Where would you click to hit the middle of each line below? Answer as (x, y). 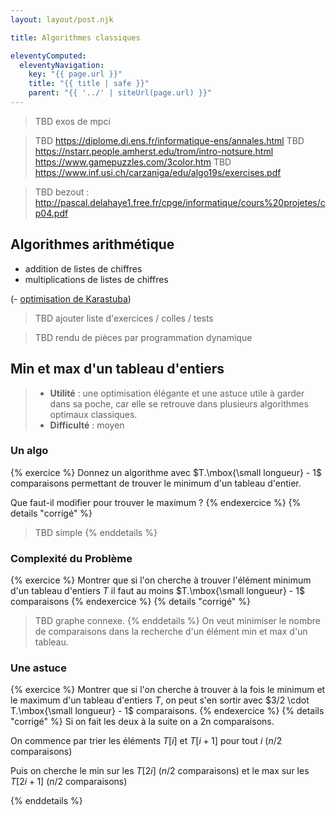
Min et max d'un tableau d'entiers (117, 369)
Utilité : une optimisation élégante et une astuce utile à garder (177, 393)
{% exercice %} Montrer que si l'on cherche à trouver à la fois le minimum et (168, 690)
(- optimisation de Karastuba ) (71, 298)
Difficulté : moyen (87, 425)
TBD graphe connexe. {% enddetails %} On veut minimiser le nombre (177, 621)
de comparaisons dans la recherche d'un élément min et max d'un (171, 632)
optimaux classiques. (93, 414)
